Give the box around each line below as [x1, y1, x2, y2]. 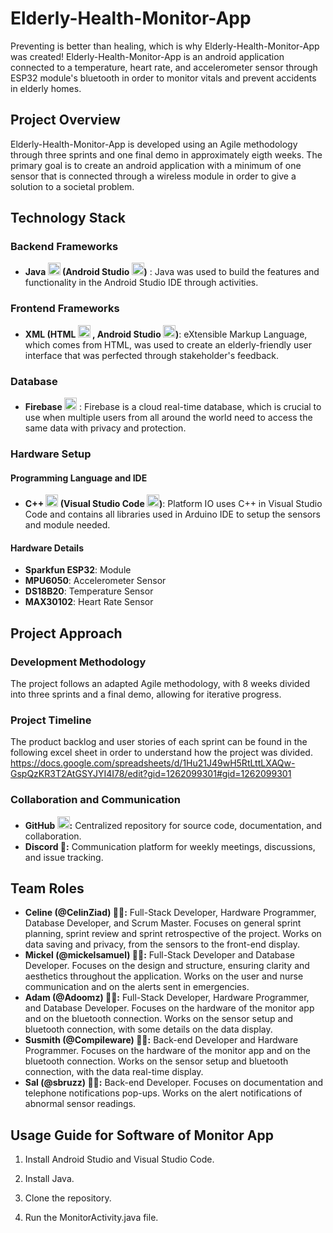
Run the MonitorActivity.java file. [24, 1212, 159, 1224]
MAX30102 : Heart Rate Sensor [24, 596, 154, 608]
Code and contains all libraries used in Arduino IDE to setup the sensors [24, 508, 321, 521]
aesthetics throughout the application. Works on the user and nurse [24, 970, 304, 982]
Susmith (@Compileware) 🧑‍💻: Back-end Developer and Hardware [24, 1034, 299, 1046]
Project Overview [10, 112, 121, 129]
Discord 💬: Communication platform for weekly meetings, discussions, [24, 840, 316, 852]
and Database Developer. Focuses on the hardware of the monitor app [24, 1002, 315, 1014]
